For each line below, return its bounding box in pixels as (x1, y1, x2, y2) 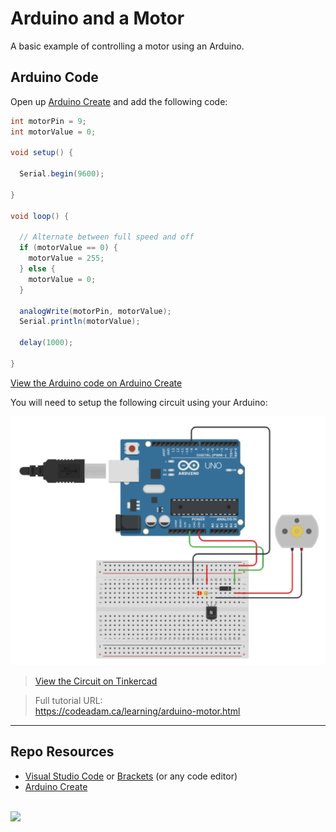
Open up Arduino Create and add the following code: (10, 95, 228, 107)
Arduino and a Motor (10, 7, 185, 30)
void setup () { (10, 148, 74, 158)
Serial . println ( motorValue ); (19, 317, 141, 327)
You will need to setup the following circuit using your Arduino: (10, 396, 268, 408)
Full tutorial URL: (34, 694, 103, 706)
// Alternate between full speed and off (19, 232, 195, 242)
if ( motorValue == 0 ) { (19, 243, 118, 253)
